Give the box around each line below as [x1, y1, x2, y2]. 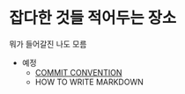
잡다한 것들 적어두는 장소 [9, 8, 177, 28]
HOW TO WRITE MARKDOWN [34, 76, 144, 87]
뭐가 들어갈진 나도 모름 [9, 39, 87, 49]
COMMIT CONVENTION [34, 67, 122, 77]
